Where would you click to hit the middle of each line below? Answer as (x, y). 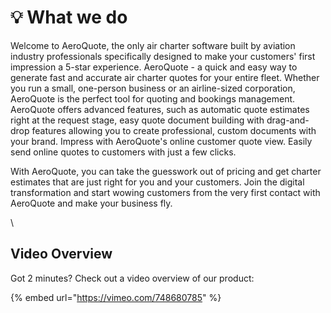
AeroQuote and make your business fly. (91, 203)
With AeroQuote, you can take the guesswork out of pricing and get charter (166, 171)
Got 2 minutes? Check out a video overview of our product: (132, 278)
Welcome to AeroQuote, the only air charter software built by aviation (153, 45)
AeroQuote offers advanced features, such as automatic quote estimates (160, 109)
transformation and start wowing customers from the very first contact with (165, 192)
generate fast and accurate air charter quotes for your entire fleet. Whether (165, 77)
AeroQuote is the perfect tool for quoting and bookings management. (153, 98)
